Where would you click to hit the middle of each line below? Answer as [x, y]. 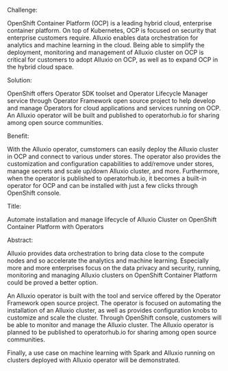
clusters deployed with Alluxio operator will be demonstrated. [93, 360]
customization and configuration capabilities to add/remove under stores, [111, 164]
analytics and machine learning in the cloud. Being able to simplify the [106, 45]
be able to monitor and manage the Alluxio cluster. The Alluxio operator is [111, 325]
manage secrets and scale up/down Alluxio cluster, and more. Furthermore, [113, 171]
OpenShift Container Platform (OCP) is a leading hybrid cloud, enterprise [110, 23]
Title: [14, 206]
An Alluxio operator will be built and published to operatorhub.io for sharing [113, 115]
